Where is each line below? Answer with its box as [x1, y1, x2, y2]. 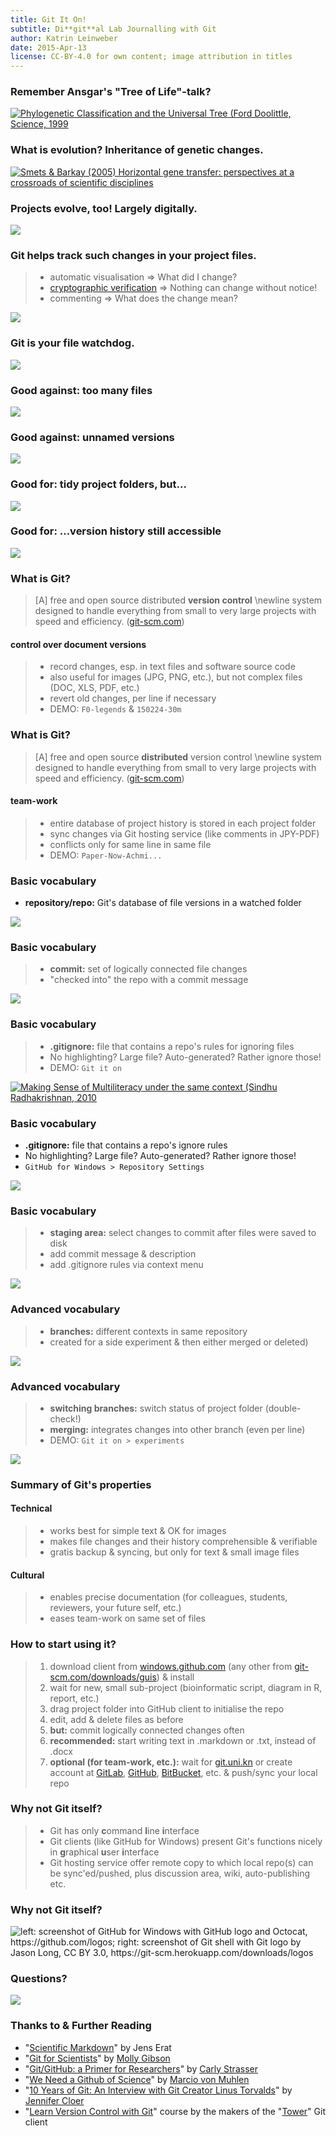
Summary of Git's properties [10, 1477, 152, 1491]
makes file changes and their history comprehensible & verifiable [49, 1536, 318, 1547]
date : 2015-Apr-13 [10, 42, 87, 53]
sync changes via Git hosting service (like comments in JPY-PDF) [49, 827, 320, 840]
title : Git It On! [10, 14, 87, 25]
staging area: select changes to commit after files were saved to [49, 1227, 317, 1239]
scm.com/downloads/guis [49, 1671, 157, 1683]
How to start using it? [10, 1637, 117, 1651]
